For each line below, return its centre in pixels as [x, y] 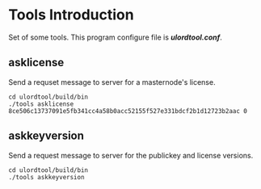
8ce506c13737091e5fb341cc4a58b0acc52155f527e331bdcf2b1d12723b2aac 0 [128, 111]
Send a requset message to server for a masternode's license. [112, 82]
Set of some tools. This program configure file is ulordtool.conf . [115, 37]
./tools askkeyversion [46, 177]
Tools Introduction [72, 15]
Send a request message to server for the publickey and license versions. [131, 155]
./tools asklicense [41, 104]
